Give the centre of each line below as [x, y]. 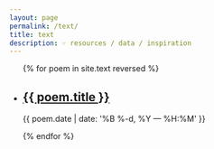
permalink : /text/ [44, 26]
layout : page [34, 18]
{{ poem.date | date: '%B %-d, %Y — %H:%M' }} [114, 119]
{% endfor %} [48, 136]
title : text [32, 34]
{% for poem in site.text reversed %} [91, 69]
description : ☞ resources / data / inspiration [101, 43]
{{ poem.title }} [66, 97]
